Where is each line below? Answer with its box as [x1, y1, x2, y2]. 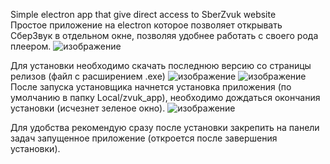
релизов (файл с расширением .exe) [10, 70, 166, 82]
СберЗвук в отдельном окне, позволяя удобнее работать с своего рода [10, 30, 319, 41]
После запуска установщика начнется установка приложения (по [10, 81, 292, 93]
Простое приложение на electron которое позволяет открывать [10, 19, 283, 31]
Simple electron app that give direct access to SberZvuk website [10, 9, 277, 20]
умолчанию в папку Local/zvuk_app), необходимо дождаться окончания [10, 92, 321, 103]
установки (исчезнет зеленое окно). [10, 102, 166, 114]
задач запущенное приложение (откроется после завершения [10, 132, 278, 144]
